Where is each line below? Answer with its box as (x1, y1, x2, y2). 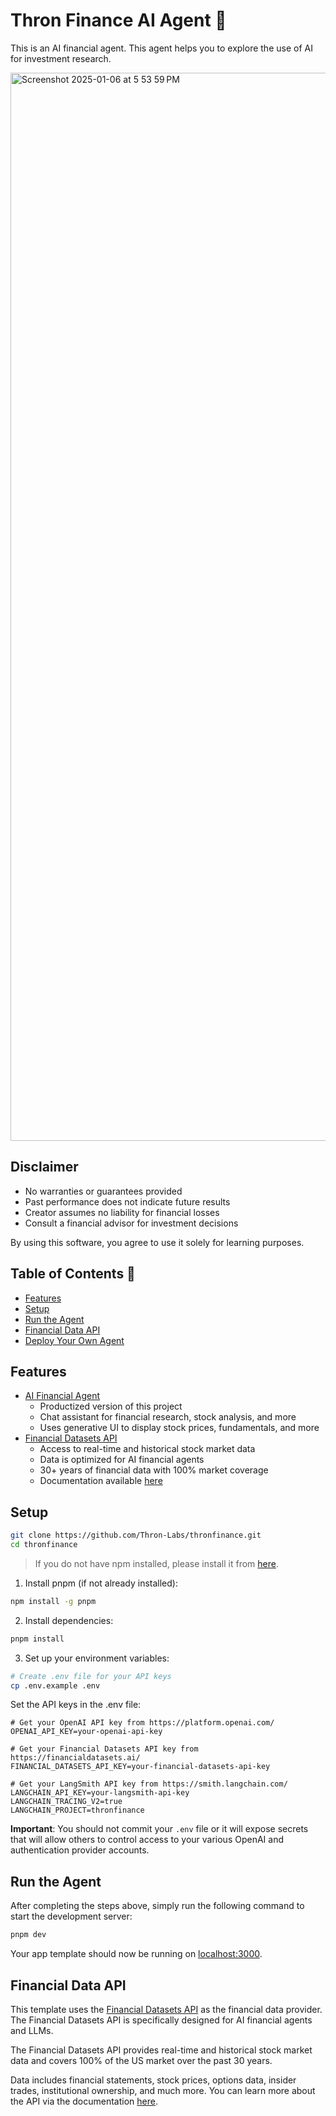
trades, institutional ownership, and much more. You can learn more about (10, 2084, 316, 2096)
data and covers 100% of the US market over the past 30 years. (10, 2054, 273, 2066)
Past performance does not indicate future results (24, 1195, 231, 1208)
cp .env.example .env (10, 1680, 101, 1691)
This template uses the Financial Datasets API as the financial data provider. (10, 2003, 323, 2015)
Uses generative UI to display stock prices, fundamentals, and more (39, 1422, 320, 1434)
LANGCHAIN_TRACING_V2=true (10, 1797, 123, 1807)
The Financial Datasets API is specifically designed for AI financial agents (10, 2014, 313, 2026)
